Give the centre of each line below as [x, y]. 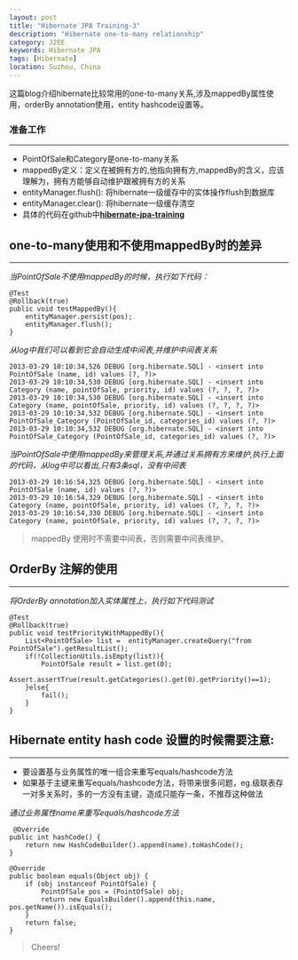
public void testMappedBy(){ [63, 309]
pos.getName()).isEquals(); [61, 907]
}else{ [37, 687]
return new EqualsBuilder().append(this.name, [129, 899]
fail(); [55, 695]
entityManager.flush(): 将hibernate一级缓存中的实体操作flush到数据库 [148, 193]
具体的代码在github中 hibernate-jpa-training [103, 215]
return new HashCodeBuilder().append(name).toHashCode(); [134, 845]
